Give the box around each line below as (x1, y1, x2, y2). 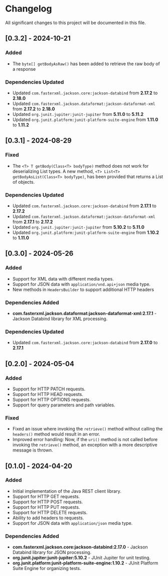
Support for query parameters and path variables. (12, 402, 115, 408)
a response (12, 66, 36, 72)
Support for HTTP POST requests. (12, 499, 83, 505)
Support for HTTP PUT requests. (12, 504, 80, 510)
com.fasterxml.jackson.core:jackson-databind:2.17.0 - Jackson (12, 544, 148, 550)
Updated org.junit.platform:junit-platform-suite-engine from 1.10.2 (12, 229, 159, 235)
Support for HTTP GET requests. (12, 493, 80, 499)
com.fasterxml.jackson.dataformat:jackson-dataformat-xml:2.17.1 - (12, 310, 157, 316)
